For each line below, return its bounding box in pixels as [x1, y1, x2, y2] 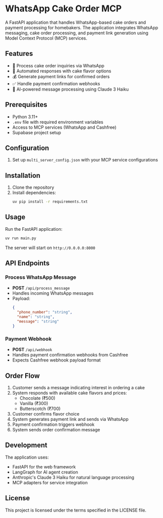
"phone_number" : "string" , [17, 310, 73, 315]
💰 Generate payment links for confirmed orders [12, 73, 110, 79]
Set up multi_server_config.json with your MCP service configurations [12, 157, 158, 163]
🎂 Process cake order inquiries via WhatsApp [12, 62, 105, 68]
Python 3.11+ [12, 113, 39, 119]
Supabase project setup [12, 129, 61, 135]
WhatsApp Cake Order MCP [5, 3, 122, 14]
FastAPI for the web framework [12, 464, 76, 469]
